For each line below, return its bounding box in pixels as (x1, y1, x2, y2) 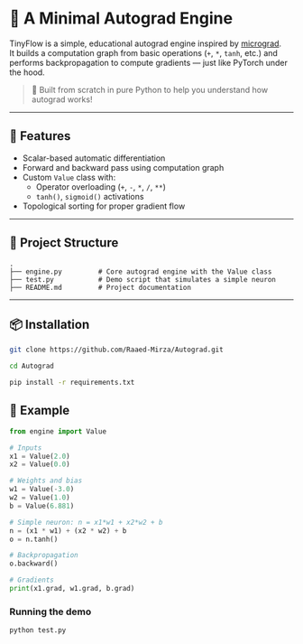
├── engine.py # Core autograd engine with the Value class (9, 266, 272, 276)
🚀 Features (9, 128, 71, 144)
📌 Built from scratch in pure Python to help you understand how (31, 84, 269, 95)
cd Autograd (9, 361, 54, 371)
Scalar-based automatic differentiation (22, 153, 166, 163)
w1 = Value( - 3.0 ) (9, 485, 75, 494)
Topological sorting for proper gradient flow (22, 201, 186, 211)
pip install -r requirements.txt (9, 378, 135, 387)
